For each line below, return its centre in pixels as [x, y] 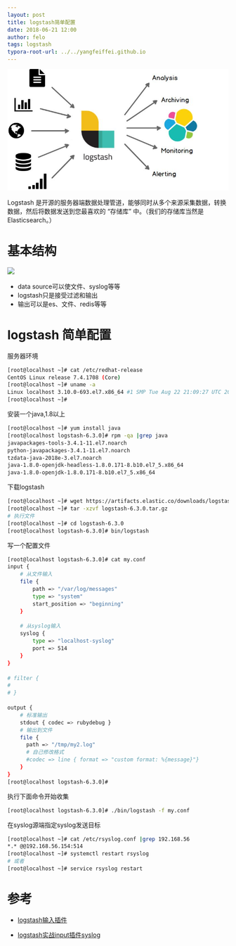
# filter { [23, 678]
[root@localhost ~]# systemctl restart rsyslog [78, 854]
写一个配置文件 [29, 545]
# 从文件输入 [36, 574]
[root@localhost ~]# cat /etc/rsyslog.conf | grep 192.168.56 [99, 839]
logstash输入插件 [42, 920]
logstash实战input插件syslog [59, 935]
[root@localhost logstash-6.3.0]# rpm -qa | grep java [88, 435]
